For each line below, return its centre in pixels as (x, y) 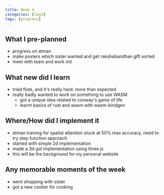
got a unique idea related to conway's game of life (71, 100)
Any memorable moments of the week (65, 170)
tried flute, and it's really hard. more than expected (64, 89)
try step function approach (40, 138)
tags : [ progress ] (23, 19)
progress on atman (32, 51)
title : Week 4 (20, 10)
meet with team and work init (42, 62)
